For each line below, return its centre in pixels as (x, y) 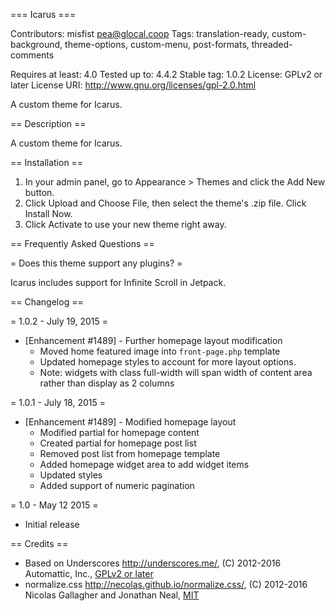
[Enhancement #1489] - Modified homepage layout (130, 422)
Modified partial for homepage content (119, 432)
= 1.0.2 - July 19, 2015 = (59, 321)
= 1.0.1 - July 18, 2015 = (58, 402)
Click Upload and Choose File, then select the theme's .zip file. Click (165, 203)
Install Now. (48, 213)
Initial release (52, 524)
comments (32, 55)
